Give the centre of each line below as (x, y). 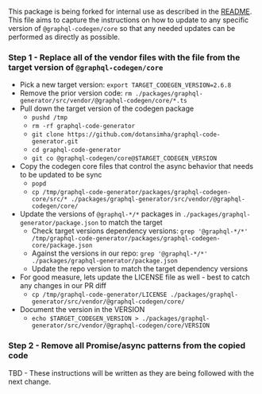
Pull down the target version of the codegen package (107, 109)
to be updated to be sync (61, 175)
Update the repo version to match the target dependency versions (140, 269)
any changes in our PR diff (63, 286)
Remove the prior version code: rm (76, 93)
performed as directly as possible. (64, 37)
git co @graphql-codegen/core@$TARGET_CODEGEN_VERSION (124, 158)
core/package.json (62, 246)
